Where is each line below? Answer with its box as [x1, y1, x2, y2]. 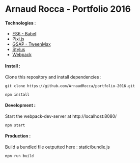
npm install [5, 92, 29, 97]
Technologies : [5, 20, 36, 26]
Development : [5, 102, 36, 109]
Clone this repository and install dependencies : [5, 74, 102, 80]
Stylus [12, 47, 26, 53]
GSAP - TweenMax [12, 41, 51, 47]
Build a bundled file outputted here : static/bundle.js [5, 144, 110, 150]
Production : [5, 133, 31, 139]
